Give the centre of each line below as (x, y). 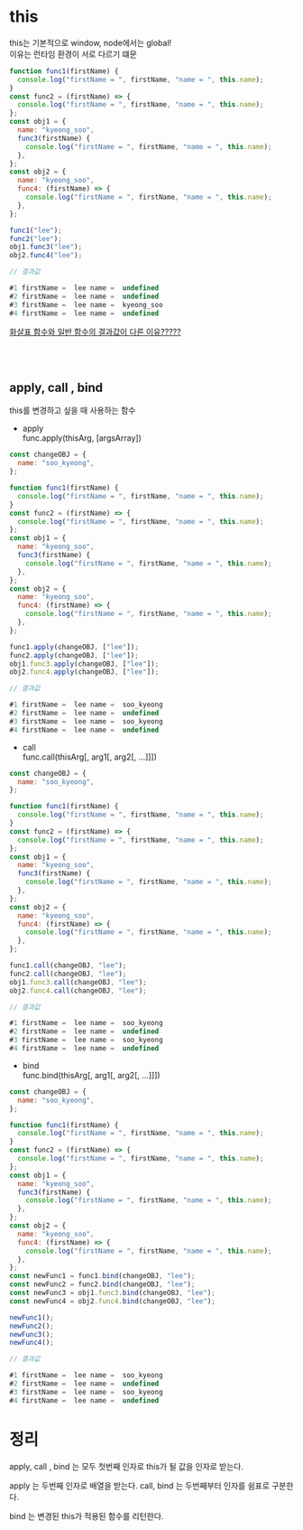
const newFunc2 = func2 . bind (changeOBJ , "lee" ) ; (102, 1284)
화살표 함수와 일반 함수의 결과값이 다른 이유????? (96, 331)
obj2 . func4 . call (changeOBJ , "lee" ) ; (78, 991)
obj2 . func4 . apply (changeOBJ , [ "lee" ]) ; (84, 672)
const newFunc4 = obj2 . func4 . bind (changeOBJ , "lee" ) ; (113, 1301)
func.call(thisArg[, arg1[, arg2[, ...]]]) (90, 757)
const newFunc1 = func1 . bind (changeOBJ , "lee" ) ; (102, 1276)
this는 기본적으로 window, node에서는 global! (91, 42)
